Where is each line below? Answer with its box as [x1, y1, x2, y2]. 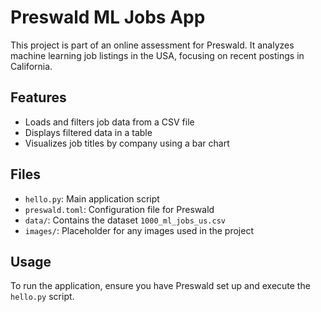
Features [10, 89, 67, 106]
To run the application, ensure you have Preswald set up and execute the [10, 280, 311, 292]
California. [10, 60, 53, 72]
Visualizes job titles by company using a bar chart [24, 137, 230, 149]
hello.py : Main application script [24, 192, 160, 205]
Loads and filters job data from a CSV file [24, 116, 195, 128]
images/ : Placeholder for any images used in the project [24, 224, 254, 236]
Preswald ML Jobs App [10, 6, 206, 29]
